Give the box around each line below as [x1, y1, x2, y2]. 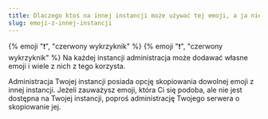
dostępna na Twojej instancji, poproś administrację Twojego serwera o [8, 93, 240, 103]
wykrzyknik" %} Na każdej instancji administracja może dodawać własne [8, 52, 249, 62]
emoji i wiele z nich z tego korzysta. [8, 61, 126, 71]
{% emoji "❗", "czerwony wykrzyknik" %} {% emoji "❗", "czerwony [8, 41, 223, 51]
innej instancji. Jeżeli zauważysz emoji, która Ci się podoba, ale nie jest [8, 85, 242, 94]
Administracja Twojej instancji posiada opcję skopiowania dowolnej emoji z [8, 76, 254, 86]
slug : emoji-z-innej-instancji [8, 19, 112, 27]
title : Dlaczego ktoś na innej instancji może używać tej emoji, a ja [8, 11, 248, 20]
